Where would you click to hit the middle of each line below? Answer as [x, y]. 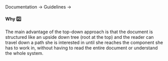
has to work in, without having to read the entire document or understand [81, 48]
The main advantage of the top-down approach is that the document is [79, 32]
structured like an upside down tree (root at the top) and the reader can [80, 37]
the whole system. [25, 53]
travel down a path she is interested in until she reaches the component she [84, 43]
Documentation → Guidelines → [38, 7]
